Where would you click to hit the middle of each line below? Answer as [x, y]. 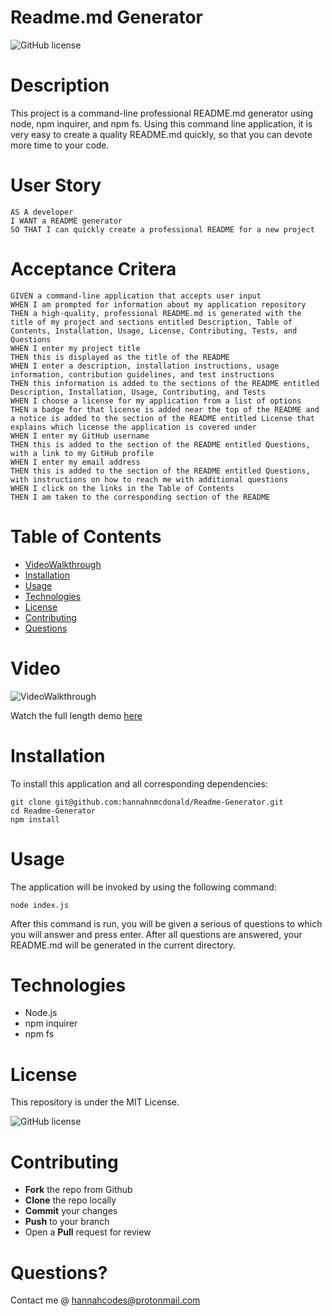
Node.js [41, 1013]
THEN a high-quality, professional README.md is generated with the [156, 313]
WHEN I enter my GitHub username [80, 436]
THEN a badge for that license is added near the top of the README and [165, 409]
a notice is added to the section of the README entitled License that [162, 418]
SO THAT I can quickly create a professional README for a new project [162, 229]
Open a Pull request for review [88, 1232]
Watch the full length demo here [76, 715]
